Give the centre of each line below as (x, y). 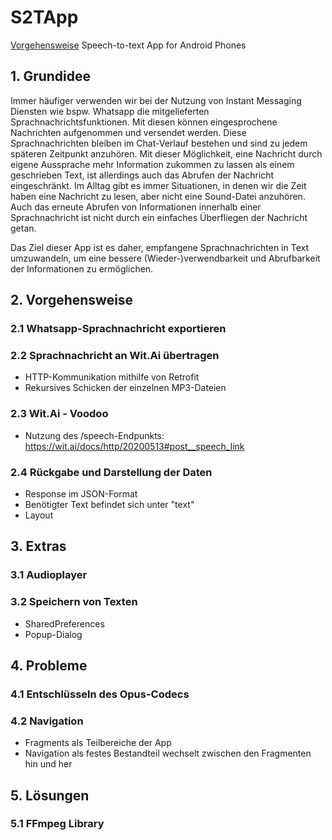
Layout (39, 515)
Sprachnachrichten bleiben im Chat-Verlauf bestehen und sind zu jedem (159, 143)
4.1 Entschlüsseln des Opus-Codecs (100, 694)
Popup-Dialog (53, 634)
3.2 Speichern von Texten (74, 602)
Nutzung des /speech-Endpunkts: (94, 435)
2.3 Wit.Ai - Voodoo (59, 414)
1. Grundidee (51, 76)
